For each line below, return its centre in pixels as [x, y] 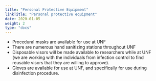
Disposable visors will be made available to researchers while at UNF [82, 53]
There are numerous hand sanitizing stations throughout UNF [74, 47]
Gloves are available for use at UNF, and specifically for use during [79, 68]
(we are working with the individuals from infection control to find [78, 57]
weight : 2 [15, 23]
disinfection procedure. [36, 73]
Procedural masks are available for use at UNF [59, 42]
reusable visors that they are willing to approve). [61, 63]
